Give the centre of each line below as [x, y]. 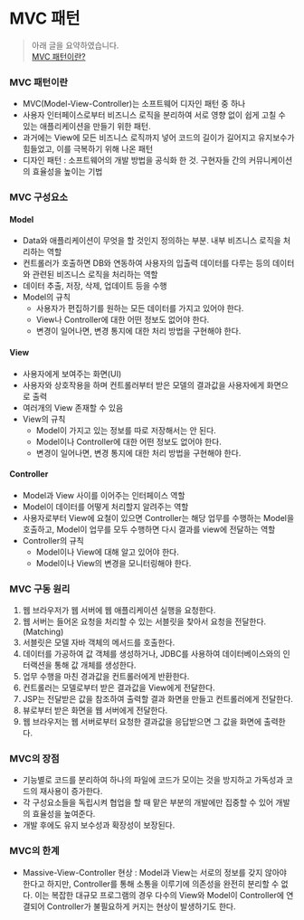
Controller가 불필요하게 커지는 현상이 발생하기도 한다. [141, 906]
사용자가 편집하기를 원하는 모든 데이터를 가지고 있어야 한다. [140, 308]
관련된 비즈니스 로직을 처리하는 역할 [95, 275]
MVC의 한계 [34, 851]
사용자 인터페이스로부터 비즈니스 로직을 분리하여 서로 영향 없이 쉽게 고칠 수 [154, 115]
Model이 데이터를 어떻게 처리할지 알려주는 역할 [105, 507]
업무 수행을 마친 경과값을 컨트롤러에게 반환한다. [106, 677]
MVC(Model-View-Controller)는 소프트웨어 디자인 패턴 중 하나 [134, 104]
